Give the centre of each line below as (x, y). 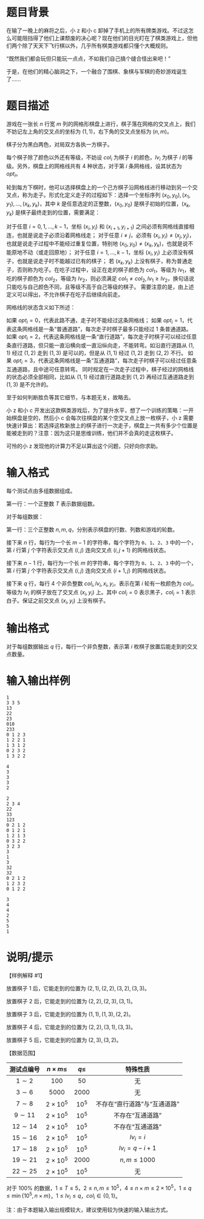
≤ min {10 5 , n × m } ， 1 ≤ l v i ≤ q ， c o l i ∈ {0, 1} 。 (64, 1196)
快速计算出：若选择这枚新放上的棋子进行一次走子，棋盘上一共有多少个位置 (99, 425)
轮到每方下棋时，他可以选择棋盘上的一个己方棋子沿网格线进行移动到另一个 (99, 187)
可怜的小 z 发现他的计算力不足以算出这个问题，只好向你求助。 (84, 446)
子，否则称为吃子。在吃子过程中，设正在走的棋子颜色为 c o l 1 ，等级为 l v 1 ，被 (101, 270)
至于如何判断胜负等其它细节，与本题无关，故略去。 (70, 397)
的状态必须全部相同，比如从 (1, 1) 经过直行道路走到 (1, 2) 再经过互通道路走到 (100, 377)
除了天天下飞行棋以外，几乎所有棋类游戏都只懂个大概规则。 (97, 46)
